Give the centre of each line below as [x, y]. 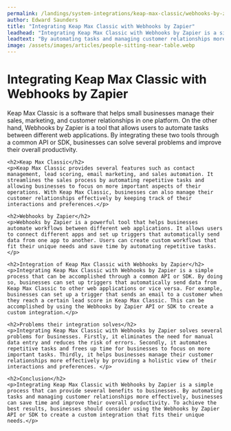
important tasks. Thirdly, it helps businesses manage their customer [110, 355]
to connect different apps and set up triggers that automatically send [113, 234]
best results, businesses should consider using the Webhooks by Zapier [113, 409]
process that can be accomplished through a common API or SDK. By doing [115, 276]
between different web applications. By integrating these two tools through [113, 135]
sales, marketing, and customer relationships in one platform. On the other [112, 120]
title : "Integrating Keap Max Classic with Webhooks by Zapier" [101, 26]
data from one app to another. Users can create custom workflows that [112, 240]
